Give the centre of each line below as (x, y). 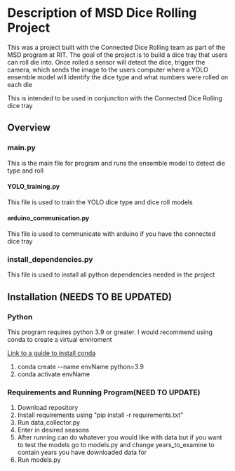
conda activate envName (53, 374)
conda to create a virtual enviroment (60, 340)
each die (20, 84)
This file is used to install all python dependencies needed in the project (111, 274)
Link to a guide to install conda (52, 353)
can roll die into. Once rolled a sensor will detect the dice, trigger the (106, 62)
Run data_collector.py (49, 423)
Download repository (48, 408)
